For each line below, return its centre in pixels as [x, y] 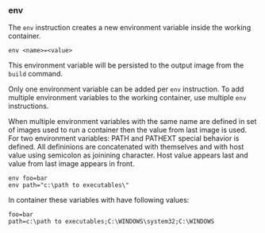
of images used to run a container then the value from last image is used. [128, 130]
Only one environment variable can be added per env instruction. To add [126, 89]
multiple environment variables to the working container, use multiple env [127, 98]
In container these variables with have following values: [99, 200]
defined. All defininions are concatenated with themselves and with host [126, 147]
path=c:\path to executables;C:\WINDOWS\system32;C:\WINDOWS [111, 222]
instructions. [29, 106]
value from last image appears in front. [71, 164]
